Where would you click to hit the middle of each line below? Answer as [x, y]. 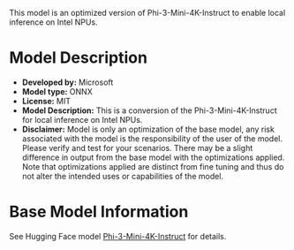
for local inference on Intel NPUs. [82, 119]
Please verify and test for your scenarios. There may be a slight [137, 148]
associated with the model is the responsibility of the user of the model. [152, 138]
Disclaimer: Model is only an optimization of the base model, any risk [148, 129]
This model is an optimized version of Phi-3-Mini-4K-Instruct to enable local [147, 13]
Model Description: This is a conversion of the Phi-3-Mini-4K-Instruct [149, 110]
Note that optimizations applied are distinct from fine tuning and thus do [153, 166]
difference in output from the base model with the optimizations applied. [153, 157]
